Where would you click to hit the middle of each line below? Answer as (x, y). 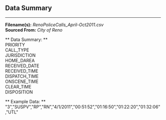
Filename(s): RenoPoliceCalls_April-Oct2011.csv (54, 25)
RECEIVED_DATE (22, 66)
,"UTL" (12, 112)
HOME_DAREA (20, 60)
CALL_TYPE (17, 50)
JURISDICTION (21, 55)
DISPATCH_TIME (22, 76)
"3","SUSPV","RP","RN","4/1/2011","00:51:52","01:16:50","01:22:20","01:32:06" (83, 107)
